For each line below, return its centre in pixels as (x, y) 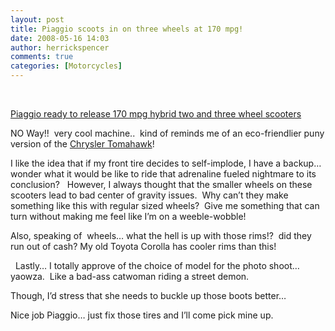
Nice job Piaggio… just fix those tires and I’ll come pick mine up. (142, 315)
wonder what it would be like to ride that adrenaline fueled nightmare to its (163, 174)
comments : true (42, 57)
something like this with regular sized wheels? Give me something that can (165, 205)
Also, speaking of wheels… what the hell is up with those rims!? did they (161, 235)
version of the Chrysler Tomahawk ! (82, 144)
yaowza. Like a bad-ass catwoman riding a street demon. (130, 276)
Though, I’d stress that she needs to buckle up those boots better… (148, 295)
